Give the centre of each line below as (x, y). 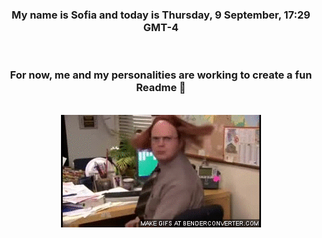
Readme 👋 (161, 88)
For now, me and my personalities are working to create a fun (161, 75)
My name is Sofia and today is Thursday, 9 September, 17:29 (161, 15)
